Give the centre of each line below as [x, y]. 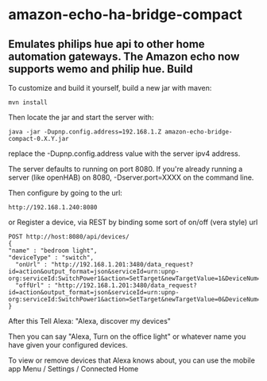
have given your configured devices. [68, 345]
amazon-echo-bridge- [198, 132]
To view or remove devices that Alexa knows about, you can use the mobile [132, 360]
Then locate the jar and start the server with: [81, 117]
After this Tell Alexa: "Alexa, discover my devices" [89, 321]
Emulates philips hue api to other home [106, 44]
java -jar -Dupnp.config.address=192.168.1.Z [85, 132]
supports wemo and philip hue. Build [101, 69]
